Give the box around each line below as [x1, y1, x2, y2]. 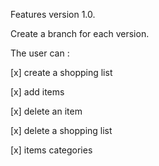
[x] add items [10, 86, 65, 98]
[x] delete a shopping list [10, 125, 113, 136]
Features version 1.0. [10, 9, 96, 20]
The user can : [10, 47, 70, 59]
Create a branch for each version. [10, 28, 150, 39]
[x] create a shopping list [10, 67, 113, 78]
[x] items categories [10, 144, 93, 156]
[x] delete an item [10, 105, 83, 117]
